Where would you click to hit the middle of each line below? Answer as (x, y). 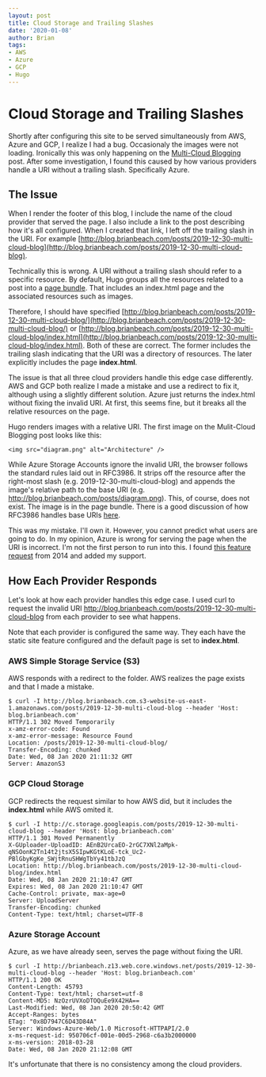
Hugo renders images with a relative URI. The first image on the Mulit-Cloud (132, 427)
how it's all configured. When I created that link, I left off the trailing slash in (131, 230)
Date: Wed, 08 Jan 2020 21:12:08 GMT (70, 1050)
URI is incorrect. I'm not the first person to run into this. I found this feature (130, 548)
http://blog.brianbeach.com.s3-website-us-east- (125, 702)
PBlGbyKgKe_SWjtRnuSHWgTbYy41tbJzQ (67, 859)
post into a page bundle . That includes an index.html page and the (116, 288)
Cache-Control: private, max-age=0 (67, 894)
